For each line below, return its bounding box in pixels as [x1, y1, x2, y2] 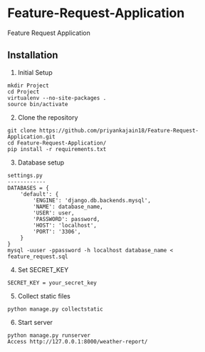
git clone [7, 127, 37, 134]
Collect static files [17, 291, 71, 300]
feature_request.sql [7, 253, 69, 260]
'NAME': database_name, [33, 203, 103, 210]
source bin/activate [7, 100, 69, 108]
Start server [17, 318, 53, 326]
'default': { [20, 190, 59, 197]
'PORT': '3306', [33, 228, 81, 235]
